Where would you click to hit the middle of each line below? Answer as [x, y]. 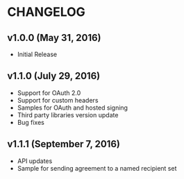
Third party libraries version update [68, 114]
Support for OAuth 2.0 [49, 93]
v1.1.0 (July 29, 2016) [54, 76]
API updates [35, 161]
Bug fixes [31, 122]
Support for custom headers [58, 100]
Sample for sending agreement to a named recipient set [97, 168]
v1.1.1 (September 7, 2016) [64, 144]
